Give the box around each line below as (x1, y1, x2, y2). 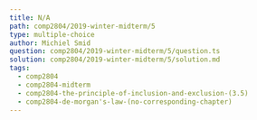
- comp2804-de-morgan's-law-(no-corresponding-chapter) (17, 97, 233, 106)
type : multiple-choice (9, 30, 95, 39)
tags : (9, 64, 30, 73)
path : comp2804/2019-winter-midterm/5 (9, 22, 156, 31)
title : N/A (9, 13, 51, 23)
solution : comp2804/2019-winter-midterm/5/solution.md (9, 55, 221, 64)
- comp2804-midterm (17, 80, 91, 89)
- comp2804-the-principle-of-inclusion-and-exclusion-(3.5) (17, 88, 249, 97)
